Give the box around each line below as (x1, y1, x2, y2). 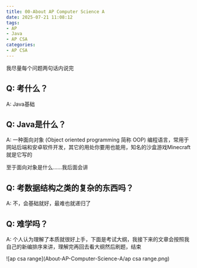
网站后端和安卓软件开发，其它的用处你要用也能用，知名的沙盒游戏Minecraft (6, 144, 191, 151)
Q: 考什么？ (6, 84, 49, 94)
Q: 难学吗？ (6, 219, 49, 229)
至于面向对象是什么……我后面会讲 (6, 164, 88, 171)
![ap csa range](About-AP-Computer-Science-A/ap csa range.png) (6, 255, 170, 262)
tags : (6, 20, 20, 26)
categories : (6, 42, 36, 48)
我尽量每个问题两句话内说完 (6, 64, 74, 71)
